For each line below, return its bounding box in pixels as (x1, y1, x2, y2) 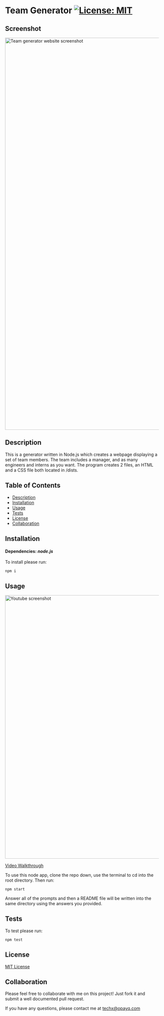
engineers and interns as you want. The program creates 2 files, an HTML (5, 462, 154, 468)
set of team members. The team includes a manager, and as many (5, 456, 138, 463)
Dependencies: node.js (5, 548, 54, 554)
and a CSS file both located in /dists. (5, 467, 79, 473)
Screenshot (5, 25, 41, 33)
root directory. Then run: (5, 877, 55, 883)
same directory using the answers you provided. (5, 901, 102, 907)
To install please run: (5, 559, 47, 565)
